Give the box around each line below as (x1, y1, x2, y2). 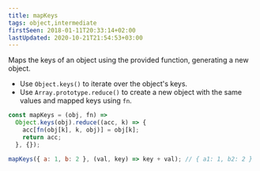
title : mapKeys (8, 11, 58, 20)
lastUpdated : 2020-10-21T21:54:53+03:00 (8, 33, 144, 42)
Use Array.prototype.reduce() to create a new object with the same (19, 88, 243, 97)
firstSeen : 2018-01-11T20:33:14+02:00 (8, 26, 136, 34)
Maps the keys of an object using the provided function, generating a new (8, 55, 249, 65)
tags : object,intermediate (8, 19, 97, 27)
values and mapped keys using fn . (19, 96, 132, 105)
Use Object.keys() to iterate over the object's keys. (19, 79, 188, 89)
